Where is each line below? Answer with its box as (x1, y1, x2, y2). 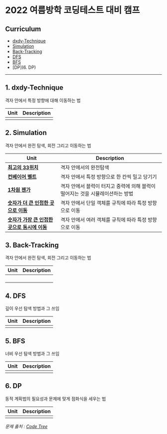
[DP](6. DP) (12, 64, 36, 70)
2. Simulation (5, 129, 47, 137)
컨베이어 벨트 (7, 173, 37, 180)
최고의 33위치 (7, 164, 39, 171)
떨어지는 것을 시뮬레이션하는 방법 (60, 190, 134, 197)
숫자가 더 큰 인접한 (7, 199, 49, 206)
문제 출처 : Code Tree (5, 423, 48, 429)
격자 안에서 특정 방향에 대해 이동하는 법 (5, 97, 81, 103)
